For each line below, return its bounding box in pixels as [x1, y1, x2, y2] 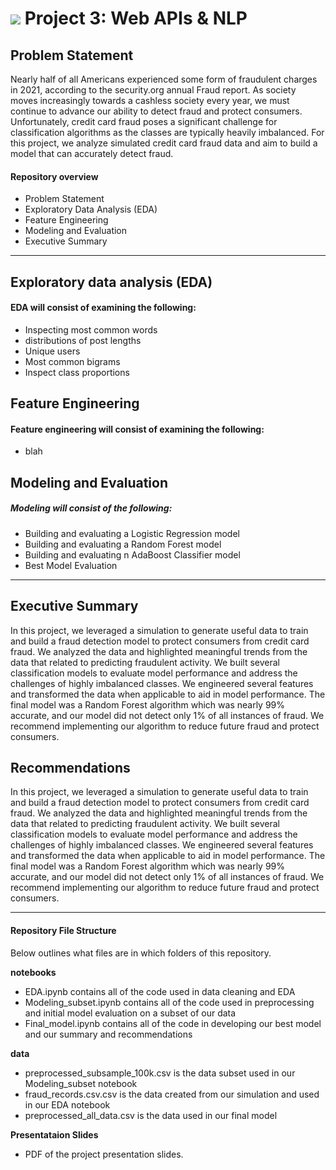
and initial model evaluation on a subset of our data [24, 1007, 237, 1019]
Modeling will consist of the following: [10, 502, 173, 514]
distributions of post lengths [24, 334, 142, 346]
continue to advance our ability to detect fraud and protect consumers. [10, 105, 303, 117]
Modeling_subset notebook [24, 1077, 138, 1089]
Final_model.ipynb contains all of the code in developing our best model [24, 1017, 322, 1029]
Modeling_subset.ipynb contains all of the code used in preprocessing [24, 996, 315, 1008]
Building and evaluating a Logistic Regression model [24, 527, 240, 539]
